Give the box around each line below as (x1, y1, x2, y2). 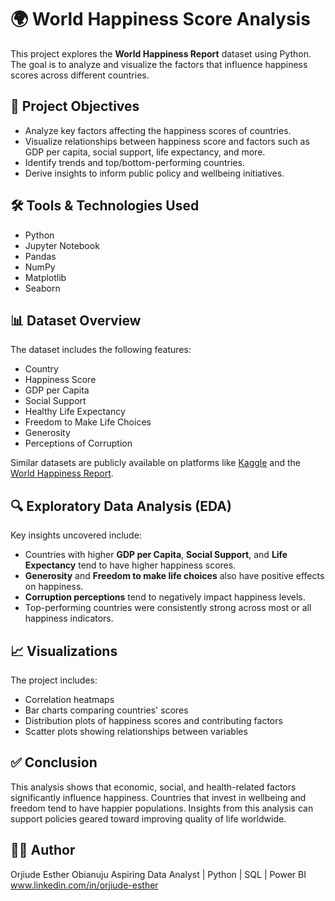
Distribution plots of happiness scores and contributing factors (24, 715, 283, 726)
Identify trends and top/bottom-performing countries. (24, 156, 245, 168)
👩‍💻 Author (10, 842, 76, 859)
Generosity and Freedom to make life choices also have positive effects (24, 570, 325, 582)
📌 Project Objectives (10, 98, 140, 115)
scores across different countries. (10, 69, 150, 81)
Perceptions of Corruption (24, 437, 133, 450)
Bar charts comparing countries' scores (24, 704, 189, 716)
